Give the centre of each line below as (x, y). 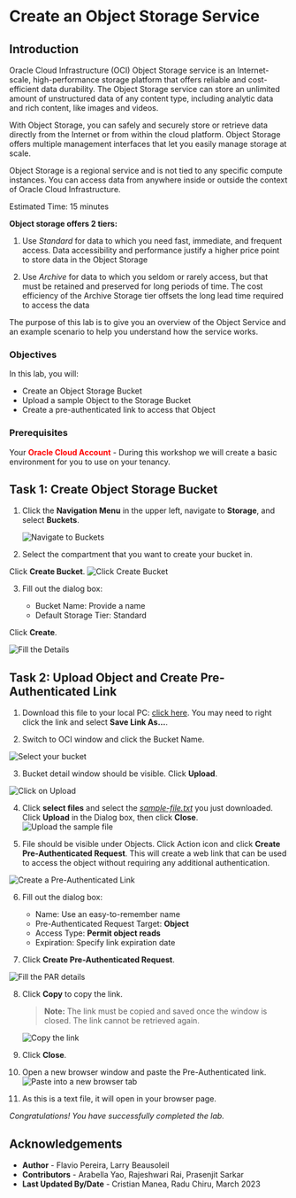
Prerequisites (38, 433)
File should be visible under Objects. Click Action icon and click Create (151, 844)
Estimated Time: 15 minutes (59, 206)
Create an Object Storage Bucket (82, 391)
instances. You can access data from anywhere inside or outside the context (148, 180)
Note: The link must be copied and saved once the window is (156, 1011)
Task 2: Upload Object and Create (104, 677)
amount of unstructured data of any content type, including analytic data (141, 98)
